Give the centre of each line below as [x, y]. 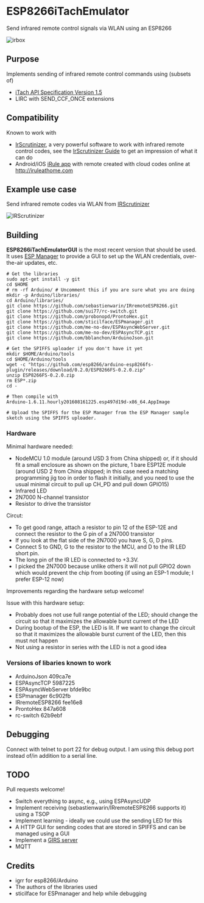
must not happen [37, 641]
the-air [15, 263]
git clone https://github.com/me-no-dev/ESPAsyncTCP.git [80, 333]
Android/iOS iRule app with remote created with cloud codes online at [103, 164]
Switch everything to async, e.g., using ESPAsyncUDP [83, 801]
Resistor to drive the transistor [53, 504]
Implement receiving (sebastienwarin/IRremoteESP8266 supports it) [101, 808]
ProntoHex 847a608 [40, 708]
